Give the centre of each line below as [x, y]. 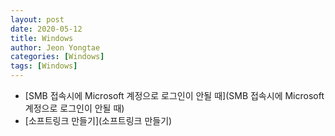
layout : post [37, 19]
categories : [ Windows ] [57, 57]
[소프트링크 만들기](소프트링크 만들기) [98, 120]
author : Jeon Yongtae [55, 47]
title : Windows [42, 38]
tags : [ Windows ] [44, 66]
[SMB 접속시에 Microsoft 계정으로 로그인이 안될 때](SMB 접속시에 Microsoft [174, 95]
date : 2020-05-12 [46, 29]
